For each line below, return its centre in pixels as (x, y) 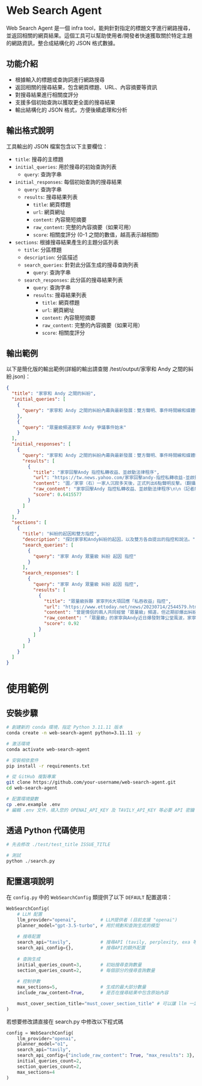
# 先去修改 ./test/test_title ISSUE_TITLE (58, 845)
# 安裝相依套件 (23, 760)
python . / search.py (31, 861)
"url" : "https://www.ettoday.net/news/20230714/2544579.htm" (122, 607)
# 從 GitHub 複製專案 (31, 777)
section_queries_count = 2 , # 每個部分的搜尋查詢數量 (86, 970)
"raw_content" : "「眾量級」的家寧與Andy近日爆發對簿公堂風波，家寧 (120, 618)
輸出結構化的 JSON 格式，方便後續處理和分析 (71, 110)
